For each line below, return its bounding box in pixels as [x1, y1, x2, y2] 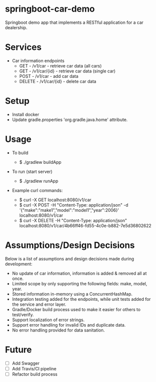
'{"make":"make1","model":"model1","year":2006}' [19, 207, 120, 213]
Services [5, 42, 42, 53]
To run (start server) [12, 169, 53, 174]
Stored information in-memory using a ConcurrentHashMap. [12, 291, 133, 297]
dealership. [5, 24, 28, 30]
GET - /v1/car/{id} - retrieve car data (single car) [19, 68, 116, 74]
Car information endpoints [12, 57, 64, 64]
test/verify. [12, 312, 34, 317]
